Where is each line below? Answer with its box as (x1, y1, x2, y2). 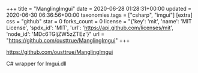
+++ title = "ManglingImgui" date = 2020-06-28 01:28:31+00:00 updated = (6, 5, 192, 12)
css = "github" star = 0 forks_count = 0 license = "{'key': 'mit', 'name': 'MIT (6, 18, 192, 25)
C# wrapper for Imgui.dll (6, 60, 67, 67)
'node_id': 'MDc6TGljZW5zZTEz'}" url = (6, 31, 105, 38)
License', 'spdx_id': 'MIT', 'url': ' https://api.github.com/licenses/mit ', (6, 24, 174, 31)
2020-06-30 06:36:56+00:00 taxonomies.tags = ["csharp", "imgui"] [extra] (6, 11, 193, 19)
